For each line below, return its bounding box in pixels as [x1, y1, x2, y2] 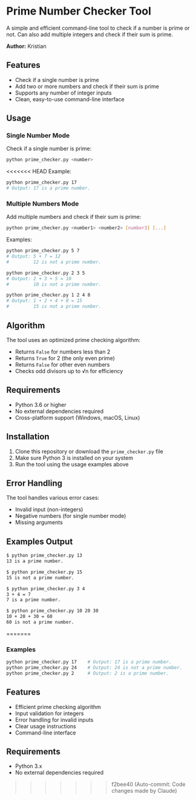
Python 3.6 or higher [15, 401, 67, 408]
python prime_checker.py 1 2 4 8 [6, 292, 91, 298]
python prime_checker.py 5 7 [6, 247, 80, 254]
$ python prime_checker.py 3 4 [6, 585, 85, 592]
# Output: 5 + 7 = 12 [6, 254, 61, 260]
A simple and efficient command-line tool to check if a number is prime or [6, 24, 190, 32]
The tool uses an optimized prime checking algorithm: [6, 336, 141, 343]
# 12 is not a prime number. [6, 259, 102, 265]
